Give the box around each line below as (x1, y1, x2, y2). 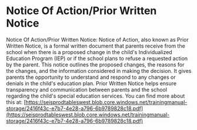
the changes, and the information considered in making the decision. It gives (6, 67, 192, 74)
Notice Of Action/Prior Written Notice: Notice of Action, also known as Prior (6, 36, 189, 43)
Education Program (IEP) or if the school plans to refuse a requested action (6, 55, 188, 62)
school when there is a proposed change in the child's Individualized (6, 48, 172, 55)
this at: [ (6, 98, 26, 105)
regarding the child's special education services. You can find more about (6, 92, 185, 99)
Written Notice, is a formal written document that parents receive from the (6, 42, 185, 49)
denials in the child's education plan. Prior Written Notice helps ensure (6, 79, 177, 86)
